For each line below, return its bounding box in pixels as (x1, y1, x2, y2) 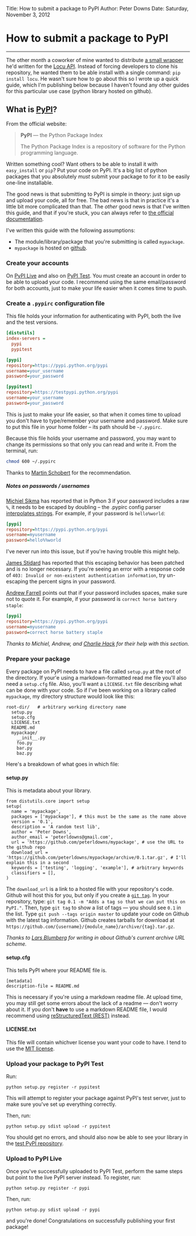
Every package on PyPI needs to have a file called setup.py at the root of (6, 668, 181, 675)
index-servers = (6, 336, 45, 342)
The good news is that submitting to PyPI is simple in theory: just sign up (6, 190, 181, 197)
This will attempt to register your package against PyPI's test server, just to (6, 1094, 186, 1101)
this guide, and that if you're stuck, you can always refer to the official (6, 209, 174, 216)
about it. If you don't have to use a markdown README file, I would (6, 1006, 167, 1013)
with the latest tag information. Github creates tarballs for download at (6, 917, 175, 924)
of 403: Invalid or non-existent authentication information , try (6, 572, 166, 579)
